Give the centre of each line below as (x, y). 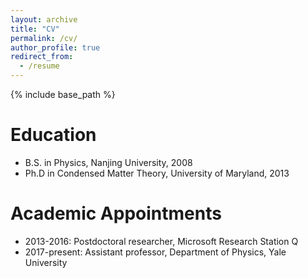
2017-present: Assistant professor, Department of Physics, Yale (155, 252)
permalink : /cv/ (44, 38)
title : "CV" (35, 29)
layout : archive (44, 19)
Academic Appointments (116, 213)
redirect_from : (42, 57)
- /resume (39, 66)
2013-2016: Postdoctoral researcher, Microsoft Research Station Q (161, 241)
